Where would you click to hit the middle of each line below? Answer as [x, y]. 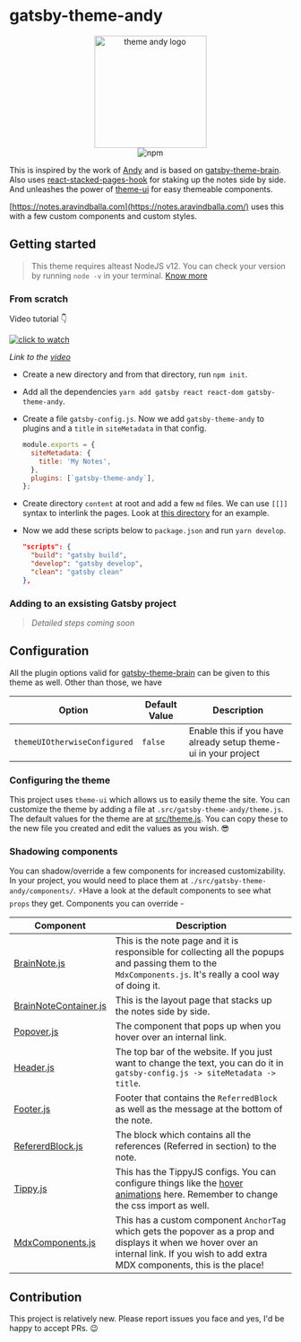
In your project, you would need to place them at [99, 881]
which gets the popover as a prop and [195, 1232]
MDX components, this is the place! [189, 1265]
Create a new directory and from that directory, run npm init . [135, 374]
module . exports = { [59, 445]
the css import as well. [162, 1206]
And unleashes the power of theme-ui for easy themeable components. [141, 189]
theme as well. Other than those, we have [86, 682]
